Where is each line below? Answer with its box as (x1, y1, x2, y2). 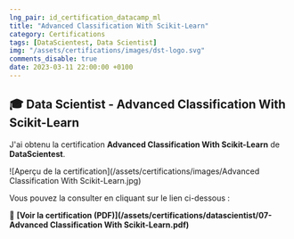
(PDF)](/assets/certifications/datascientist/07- (93, 210, 273, 220)
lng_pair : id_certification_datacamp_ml (9, 12, 162, 22)
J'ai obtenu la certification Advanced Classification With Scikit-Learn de (9, 139, 281, 150)
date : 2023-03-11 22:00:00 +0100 (9, 63, 134, 72)
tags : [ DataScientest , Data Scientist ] (9, 37, 158, 47)
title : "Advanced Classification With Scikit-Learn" (9, 21, 209, 30)
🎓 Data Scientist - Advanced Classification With (9, 97, 287, 112)
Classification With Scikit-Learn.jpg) (9, 175, 142, 185)
